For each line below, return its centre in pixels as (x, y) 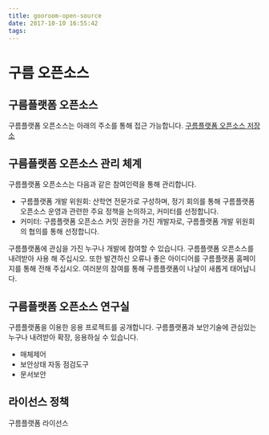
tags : (17, 30)
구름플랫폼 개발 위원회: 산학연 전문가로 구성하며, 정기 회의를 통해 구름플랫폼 (137, 201)
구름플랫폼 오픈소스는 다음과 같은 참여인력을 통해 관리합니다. (102, 185)
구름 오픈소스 (49, 73)
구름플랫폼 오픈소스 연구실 (69, 306)
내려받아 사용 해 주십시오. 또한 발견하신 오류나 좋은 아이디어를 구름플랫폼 (121, 258)
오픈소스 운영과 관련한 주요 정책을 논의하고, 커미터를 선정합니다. (119, 211)
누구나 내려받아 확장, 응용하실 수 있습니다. (73, 337)
